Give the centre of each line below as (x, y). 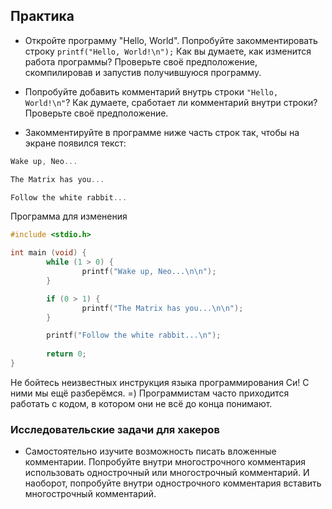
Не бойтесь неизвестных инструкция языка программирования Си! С (160, 382)
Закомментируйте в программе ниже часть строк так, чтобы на (162, 132)
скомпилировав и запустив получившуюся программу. (143, 72)
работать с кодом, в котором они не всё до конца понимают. (141, 403)
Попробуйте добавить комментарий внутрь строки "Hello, (151, 91)
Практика (42, 16)
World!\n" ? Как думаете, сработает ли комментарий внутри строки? (171, 102)
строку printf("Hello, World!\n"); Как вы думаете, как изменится (168, 51)
